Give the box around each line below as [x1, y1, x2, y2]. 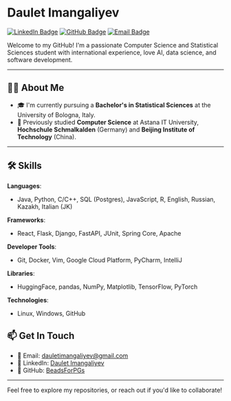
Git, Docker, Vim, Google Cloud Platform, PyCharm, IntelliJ [16, 256, 182, 264]
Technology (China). [16, 132, 77, 141]
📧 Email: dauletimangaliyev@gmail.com [16, 351, 129, 360]
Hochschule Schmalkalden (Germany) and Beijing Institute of [16, 125, 195, 134]
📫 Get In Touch [7, 329, 75, 342]
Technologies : [7, 296, 49, 304]
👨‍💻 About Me [7, 82, 65, 94]
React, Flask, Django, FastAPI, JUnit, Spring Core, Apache [16, 229, 181, 237]
